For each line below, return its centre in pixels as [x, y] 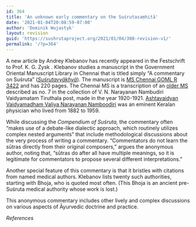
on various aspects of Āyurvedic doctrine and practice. [72, 207]
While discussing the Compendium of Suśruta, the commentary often [90, 122]
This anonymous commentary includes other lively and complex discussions [98, 200]
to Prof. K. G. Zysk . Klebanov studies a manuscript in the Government [90, 67]
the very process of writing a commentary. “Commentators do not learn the [97, 140]
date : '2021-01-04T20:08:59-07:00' [49, 22]
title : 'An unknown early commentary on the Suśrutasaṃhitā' [82, 17]
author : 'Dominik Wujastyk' [40, 28]
